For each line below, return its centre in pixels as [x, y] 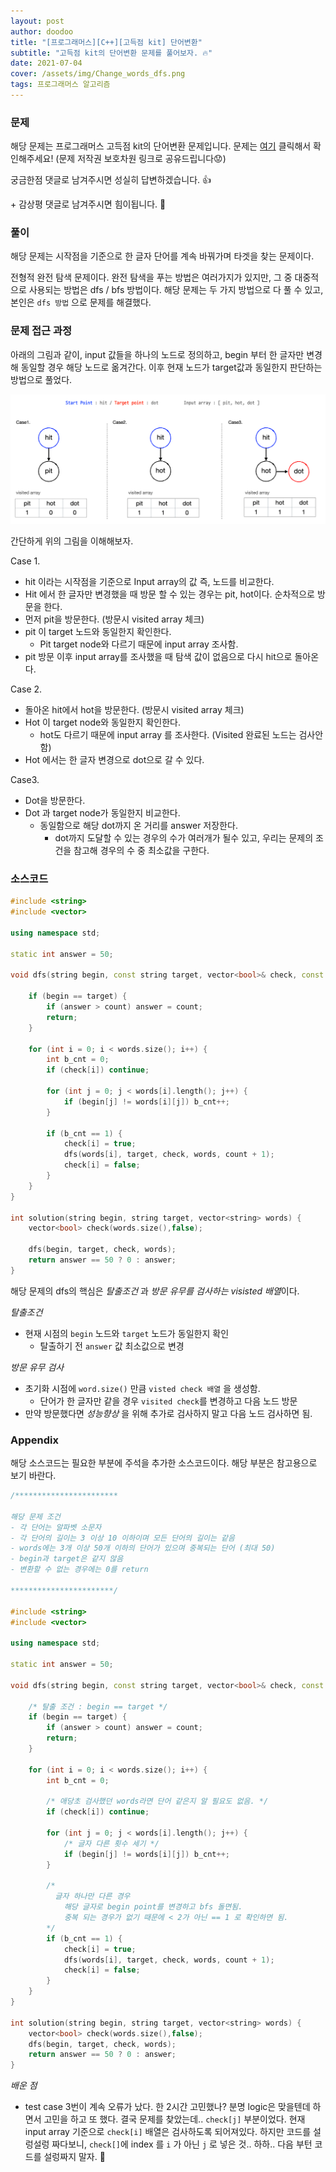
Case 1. [25, 561]
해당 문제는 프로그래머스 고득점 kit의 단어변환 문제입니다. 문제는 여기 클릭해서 [161, 146]
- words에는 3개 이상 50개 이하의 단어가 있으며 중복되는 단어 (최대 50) [143, 1548]
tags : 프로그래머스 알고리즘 [60, 85]
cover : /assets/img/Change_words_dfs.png [98, 74]
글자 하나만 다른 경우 [92, 1896]
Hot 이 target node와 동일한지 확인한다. [102, 722]
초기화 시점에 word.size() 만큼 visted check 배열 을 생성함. [142, 1388]
